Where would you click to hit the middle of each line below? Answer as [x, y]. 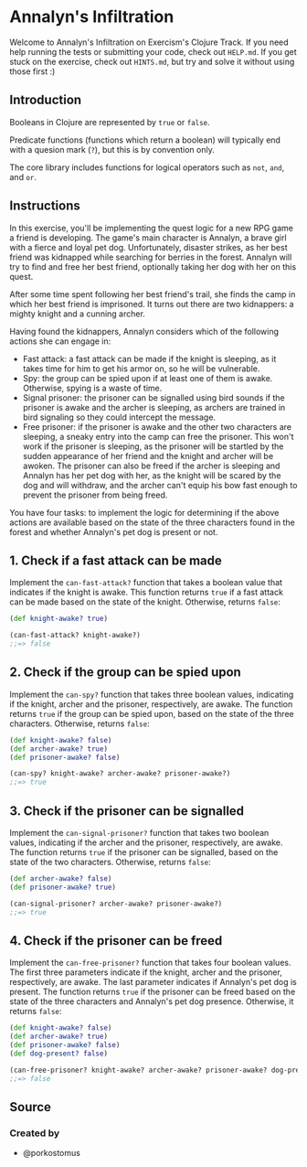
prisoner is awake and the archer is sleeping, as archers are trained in [154, 407]
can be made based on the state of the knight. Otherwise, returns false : [145, 602]
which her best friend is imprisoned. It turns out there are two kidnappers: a [152, 304]
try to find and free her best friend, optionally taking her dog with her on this [153, 266]
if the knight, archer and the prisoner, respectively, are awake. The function [151, 704]
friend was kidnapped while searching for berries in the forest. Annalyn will [151, 257]
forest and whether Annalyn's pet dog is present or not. [114, 531]
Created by [35, 1133]
